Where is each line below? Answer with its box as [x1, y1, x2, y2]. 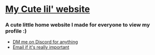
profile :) [5, 27, 27, 34]
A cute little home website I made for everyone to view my [5, 21, 150, 28]
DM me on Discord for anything [12, 39, 78, 45]
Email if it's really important [12, 44, 70, 50]
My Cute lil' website [5, 3, 90, 15]
